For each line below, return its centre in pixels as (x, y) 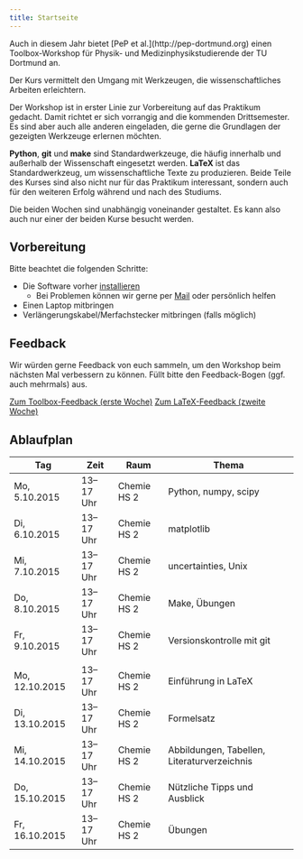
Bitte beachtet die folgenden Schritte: (79, 269)
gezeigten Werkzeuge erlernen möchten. (86, 135)
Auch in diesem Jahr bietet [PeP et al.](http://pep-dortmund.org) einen (141, 43)
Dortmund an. (35, 62)
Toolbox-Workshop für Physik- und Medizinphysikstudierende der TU (138, 53)
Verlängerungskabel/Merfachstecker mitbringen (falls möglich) (139, 315)
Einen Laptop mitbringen (68, 305)
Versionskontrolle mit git (219, 641)
